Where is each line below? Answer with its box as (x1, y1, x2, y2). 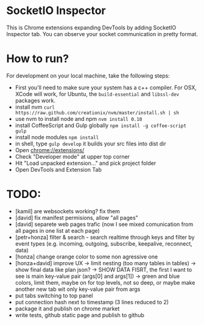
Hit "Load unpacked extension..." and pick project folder (15, 159, 157, 167)
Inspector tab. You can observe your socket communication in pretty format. (6, 30, 198, 37)
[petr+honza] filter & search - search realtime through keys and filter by (15, 233, 195, 241)
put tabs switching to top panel (15, 291, 93, 299)
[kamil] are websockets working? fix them (15, 207, 121, 214)
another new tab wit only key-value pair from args (15, 285, 141, 293)
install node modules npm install (15, 133, 99, 141)
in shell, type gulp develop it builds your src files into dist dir (15, 140, 166, 147)
